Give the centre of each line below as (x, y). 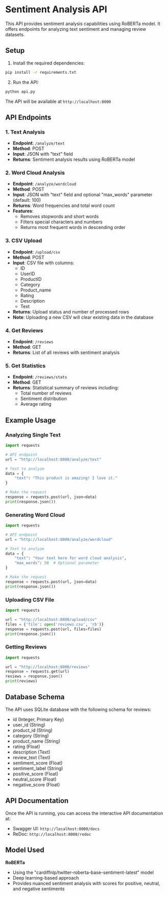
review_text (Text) (31, 757)
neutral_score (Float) (34, 779)
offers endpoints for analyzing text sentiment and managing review (76, 29)
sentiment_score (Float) (38, 763)
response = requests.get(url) (38, 672)
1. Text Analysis (25, 132)
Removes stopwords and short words (59, 217)
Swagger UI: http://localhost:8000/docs (56, 828)
